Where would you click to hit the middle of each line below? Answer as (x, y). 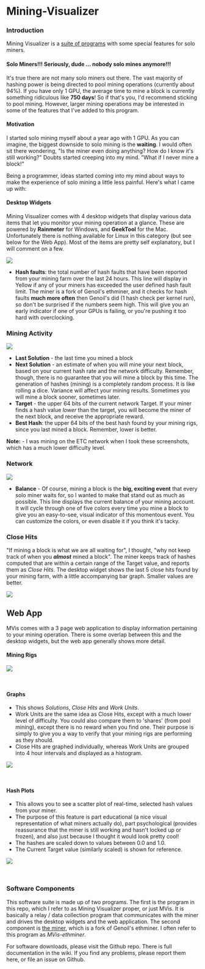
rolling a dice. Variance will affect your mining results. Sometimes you (103, 391)
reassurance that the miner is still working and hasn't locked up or (98, 830)
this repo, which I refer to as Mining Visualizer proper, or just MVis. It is (95, 908)
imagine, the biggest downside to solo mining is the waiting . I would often (99, 144)
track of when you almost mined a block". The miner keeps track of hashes (101, 556)
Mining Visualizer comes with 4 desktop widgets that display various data (99, 216)
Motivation (20, 124)
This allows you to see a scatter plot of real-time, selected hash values (104, 804)
